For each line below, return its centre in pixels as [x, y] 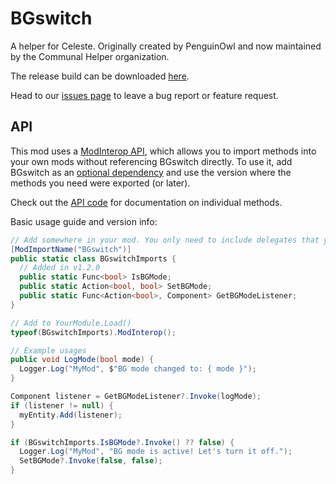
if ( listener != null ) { [62, 405]
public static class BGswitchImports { [93, 258]
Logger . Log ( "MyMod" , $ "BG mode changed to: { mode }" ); [138, 369]
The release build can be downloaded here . [100, 76]
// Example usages [48, 350]
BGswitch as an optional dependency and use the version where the [151, 172]
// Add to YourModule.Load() [71, 323]
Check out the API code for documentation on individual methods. [146, 202]
